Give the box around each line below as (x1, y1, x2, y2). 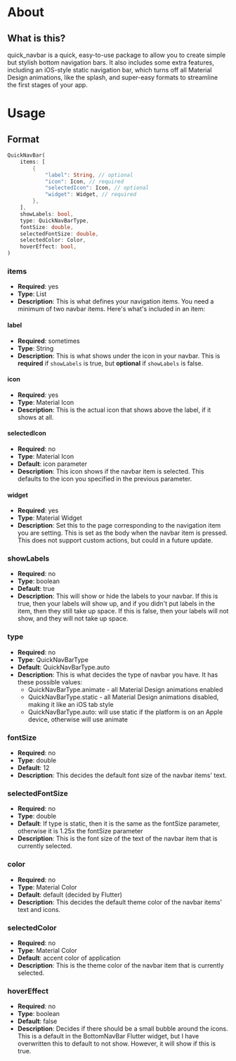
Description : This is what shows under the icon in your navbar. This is (17, 351, 221, 360)
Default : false (17, 1017, 58, 1026)
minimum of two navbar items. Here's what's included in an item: (17, 305, 206, 313)
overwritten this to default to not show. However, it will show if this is (17, 1039, 216, 1048)
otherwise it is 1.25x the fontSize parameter (17, 827, 143, 835)
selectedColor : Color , (20, 237, 86, 244)
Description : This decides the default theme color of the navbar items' (17, 897, 223, 906)
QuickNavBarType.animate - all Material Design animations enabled (27, 685, 223, 694)
